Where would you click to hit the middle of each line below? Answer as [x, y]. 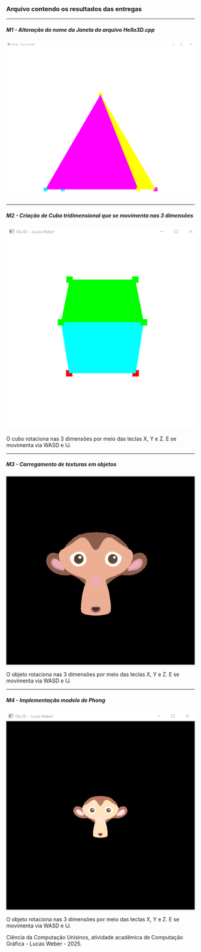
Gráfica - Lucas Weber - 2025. [44, 944]
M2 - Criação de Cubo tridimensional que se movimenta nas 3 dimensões [100, 215]
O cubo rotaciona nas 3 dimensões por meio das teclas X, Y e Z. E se [91, 438]
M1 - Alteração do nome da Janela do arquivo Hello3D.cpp [80, 29]
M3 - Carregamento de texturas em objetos [61, 465]
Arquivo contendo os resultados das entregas [74, 9]
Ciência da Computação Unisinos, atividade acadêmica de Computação [95, 937]
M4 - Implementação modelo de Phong [56, 700]
